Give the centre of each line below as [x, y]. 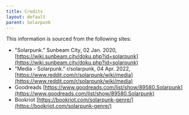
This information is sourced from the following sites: [69, 39]
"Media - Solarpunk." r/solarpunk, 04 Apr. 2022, [72, 69]
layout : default [26, 17]
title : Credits [25, 11]
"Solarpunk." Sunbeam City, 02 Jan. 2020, [66, 50]
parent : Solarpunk [28, 22]
